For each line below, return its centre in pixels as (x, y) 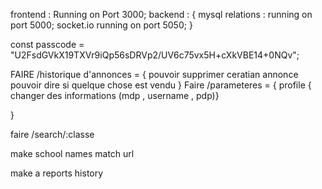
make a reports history (57, 173)
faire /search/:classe (52, 134)
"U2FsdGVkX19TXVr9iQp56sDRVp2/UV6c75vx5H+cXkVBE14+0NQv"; (155, 55)
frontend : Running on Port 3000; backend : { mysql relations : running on (161, 14)
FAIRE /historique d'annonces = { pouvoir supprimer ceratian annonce (154, 74)
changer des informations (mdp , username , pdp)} (115, 95)
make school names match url (72, 153)
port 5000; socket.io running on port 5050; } (101, 25)
